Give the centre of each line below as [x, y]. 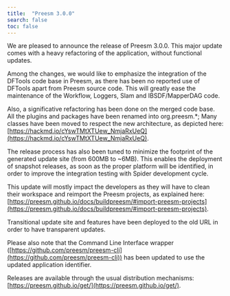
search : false [27, 20]
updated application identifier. [49, 265]
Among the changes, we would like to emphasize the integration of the [107, 74]
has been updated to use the [164, 257]
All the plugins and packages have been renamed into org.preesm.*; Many [112, 116]
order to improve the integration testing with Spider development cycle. [108, 173]
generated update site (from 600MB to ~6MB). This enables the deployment [115, 159]
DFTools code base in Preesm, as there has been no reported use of [104, 81]
